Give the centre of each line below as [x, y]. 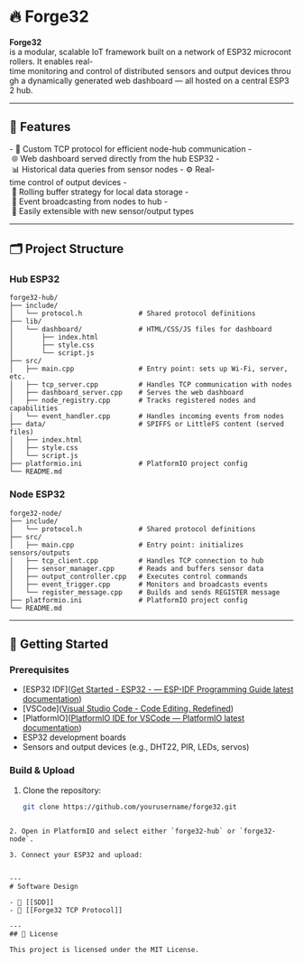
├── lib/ [26, 322]
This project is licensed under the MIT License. [105, 949]
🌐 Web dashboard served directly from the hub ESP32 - [115, 158]
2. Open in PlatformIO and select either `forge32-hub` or [123, 831]
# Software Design [44, 886]
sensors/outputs [40, 553]
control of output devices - [78, 182]
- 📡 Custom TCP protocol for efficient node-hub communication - [131, 149]
